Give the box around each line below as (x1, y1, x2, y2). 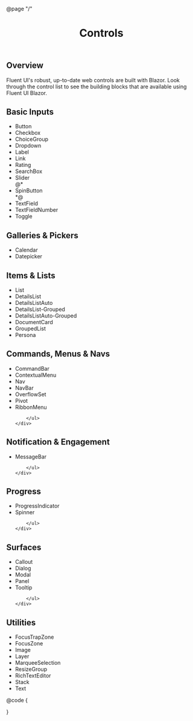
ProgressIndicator (14, 502, 60, 510)
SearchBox (14, 168, 43, 175)
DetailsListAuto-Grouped (14, 312, 77, 319)
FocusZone (14, 640, 43, 647)
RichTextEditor (14, 672, 51, 679)
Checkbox (14, 129, 41, 137)
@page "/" (6, 5, 33, 12)
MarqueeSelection (14, 659, 61, 667)
